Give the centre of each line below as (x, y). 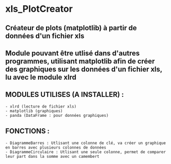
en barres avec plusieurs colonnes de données (56, 147)
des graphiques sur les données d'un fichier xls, (84, 69)
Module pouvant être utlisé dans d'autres (72, 53)
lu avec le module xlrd (41, 77)
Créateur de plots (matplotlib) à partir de (71, 28)
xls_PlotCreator (39, 9)
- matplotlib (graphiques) (34, 111)
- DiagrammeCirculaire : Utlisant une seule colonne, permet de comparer (86, 152)
